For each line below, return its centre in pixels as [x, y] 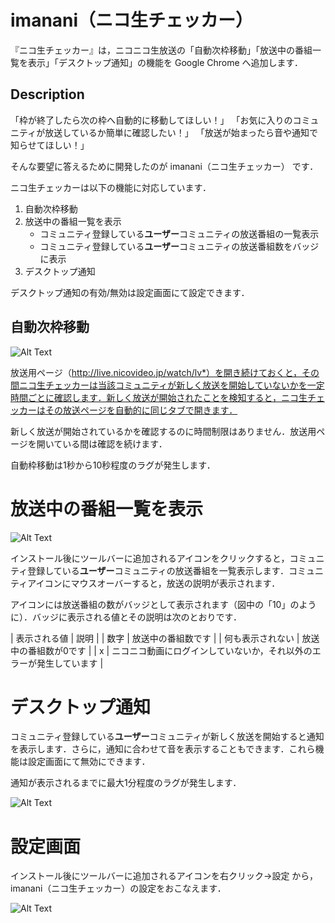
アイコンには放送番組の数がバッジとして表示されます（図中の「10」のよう [163, 604]
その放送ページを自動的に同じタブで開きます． [141, 410]
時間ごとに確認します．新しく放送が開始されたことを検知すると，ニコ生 [159, 397]
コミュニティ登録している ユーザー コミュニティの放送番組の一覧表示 [179, 233]
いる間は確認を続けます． [115, 443]
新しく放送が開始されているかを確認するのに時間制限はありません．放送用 [163, 431]
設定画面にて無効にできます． [89, 762]
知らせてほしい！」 [50, 145]
